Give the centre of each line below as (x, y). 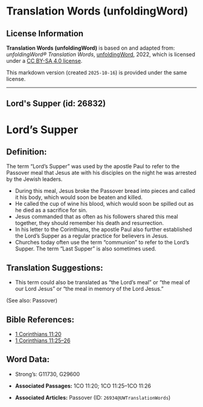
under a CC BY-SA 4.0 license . (44, 61)
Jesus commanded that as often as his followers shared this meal (96, 217)
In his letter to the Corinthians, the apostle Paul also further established (103, 230)
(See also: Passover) (32, 301)
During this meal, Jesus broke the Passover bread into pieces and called (105, 191)
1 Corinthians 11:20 (38, 334)
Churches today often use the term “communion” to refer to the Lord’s (102, 243)
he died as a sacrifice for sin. (51, 210)
